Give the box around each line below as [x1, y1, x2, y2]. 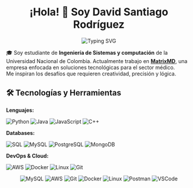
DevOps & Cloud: [6, 152, 49, 159]
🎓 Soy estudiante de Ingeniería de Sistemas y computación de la [6, 49, 168, 56]
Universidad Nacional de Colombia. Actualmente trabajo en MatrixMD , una [6, 57, 188, 64]
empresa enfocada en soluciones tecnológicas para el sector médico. [6, 64, 175, 71]
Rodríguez [73, 18, 125, 31]
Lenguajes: [6, 106, 34, 114]
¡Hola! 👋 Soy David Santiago [29, 5, 169, 19]
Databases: [6, 129, 35, 136]
